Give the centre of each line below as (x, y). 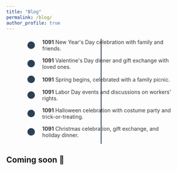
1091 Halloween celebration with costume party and (107, 110)
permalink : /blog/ (29, 17)
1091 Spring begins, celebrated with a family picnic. (106, 79)
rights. (50, 98)
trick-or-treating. (63, 117)
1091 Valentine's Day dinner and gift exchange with (105, 61)
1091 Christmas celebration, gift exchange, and (101, 129)
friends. (52, 49)
